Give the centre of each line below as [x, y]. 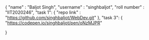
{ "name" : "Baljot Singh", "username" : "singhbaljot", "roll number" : [75, 7]
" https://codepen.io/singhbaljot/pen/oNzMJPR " [54, 23]
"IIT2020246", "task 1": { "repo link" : [43, 12]
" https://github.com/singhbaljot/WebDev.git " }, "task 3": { [64, 18]
